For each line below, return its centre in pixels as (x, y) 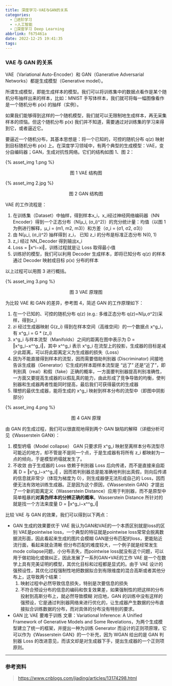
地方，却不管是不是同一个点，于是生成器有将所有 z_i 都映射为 (95, 453)
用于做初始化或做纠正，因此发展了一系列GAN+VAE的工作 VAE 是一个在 (87, 558)
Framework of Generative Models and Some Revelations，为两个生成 (85, 622)
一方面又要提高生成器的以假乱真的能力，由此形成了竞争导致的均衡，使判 (89, 378)
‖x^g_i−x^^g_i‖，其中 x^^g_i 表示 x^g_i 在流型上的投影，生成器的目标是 (87, 346)
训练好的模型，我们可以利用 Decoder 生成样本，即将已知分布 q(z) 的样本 (89, 254)
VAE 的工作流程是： (26, 205)
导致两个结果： (46, 577)
